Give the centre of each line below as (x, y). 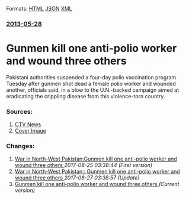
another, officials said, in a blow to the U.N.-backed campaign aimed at (93, 90)
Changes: (20, 146)
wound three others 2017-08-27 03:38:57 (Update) (77, 178)
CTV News (28, 124)
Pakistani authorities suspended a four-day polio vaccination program (91, 77)
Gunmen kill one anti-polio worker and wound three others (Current (97, 184)
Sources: (20, 111)
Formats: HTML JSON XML (39, 9)
